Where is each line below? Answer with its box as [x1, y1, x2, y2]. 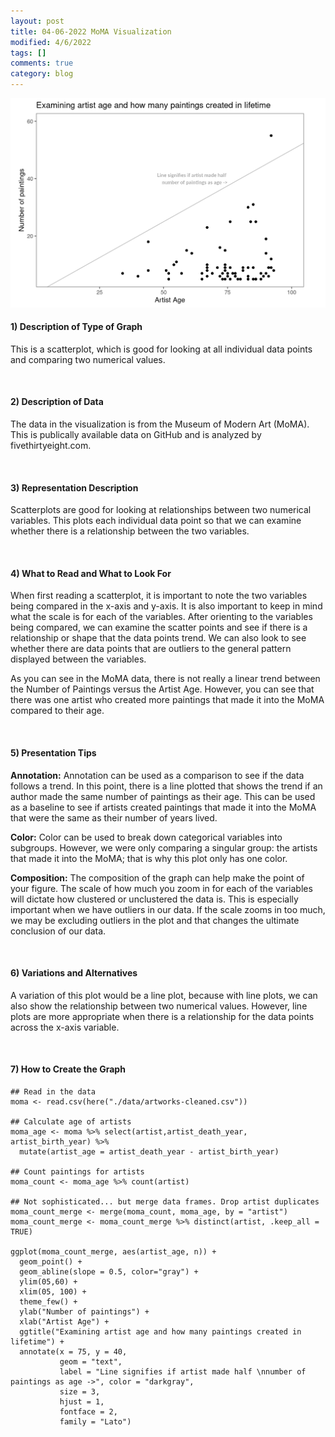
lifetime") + [10, 1336, 65, 1347]
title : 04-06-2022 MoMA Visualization [10, 26, 172, 37]
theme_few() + [19, 1296, 78, 1307]
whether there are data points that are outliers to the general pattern [10, 643, 292, 655]
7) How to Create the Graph [10, 1063, 126, 1075]
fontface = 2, [59, 1406, 118, 1417]
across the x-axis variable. [10, 1021, 120, 1033]
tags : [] [10, 48, 47, 58]
